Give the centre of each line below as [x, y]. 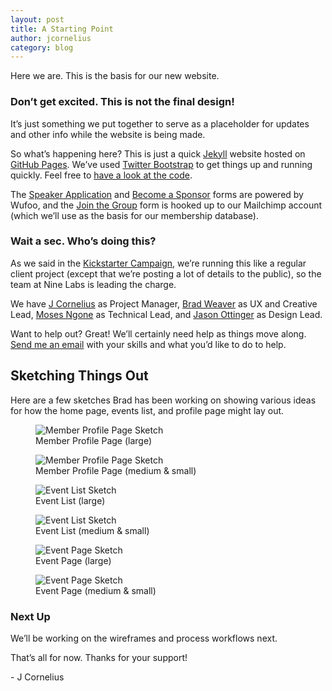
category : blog [42, 47]
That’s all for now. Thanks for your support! [99, 657]
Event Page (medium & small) [96, 590]
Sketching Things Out [79, 376]
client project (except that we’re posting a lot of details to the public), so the [166, 273]
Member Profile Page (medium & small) [116, 470]
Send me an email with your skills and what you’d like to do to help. [148, 344]
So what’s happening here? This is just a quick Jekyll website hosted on [158, 153]
